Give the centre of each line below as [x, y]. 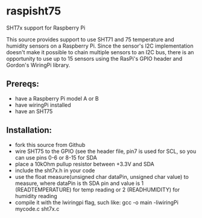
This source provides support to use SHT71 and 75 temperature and [90, 39]
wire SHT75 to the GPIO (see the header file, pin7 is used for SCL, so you [106, 151]
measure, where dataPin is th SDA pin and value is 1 [79, 183]
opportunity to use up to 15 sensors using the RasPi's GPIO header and [94, 58]
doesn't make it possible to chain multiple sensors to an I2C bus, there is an [100, 52]
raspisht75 [34, 11]
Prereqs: [23, 84]
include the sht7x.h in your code [55, 170]
